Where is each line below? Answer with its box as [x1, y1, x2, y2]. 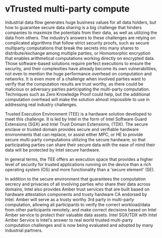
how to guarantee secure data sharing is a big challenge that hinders [5, 24, 142, 30]
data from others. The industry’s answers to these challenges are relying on [5, 35, 156, 41]
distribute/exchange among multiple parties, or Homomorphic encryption [5, 50, 151, 56]
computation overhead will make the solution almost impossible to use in [5, 96, 150, 102]
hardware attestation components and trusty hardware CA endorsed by [5, 191, 147, 197]
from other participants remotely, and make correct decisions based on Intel [5, 207, 157, 212]
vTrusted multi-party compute [5, 3, 130, 15]
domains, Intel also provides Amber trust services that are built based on [5, 186, 150, 192]
